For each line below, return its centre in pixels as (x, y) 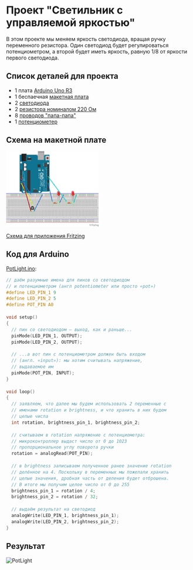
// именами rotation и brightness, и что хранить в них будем (89, 410)
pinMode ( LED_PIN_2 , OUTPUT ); (47, 342)
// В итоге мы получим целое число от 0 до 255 (71, 484)
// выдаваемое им (33, 367)
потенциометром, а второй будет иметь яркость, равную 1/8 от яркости (97, 51)
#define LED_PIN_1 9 (31, 292)
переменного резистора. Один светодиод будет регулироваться (87, 45)
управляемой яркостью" (71, 23)
